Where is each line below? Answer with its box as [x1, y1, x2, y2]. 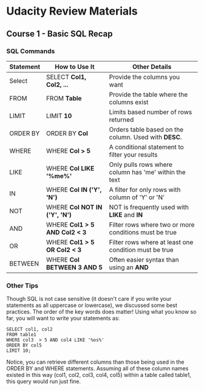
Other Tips [6, 281, 38, 290]
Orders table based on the [109, 125, 184, 133]
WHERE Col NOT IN [46, 203, 103, 211]
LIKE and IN [109, 210, 143, 219]
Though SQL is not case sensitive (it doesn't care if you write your [6, 295, 172, 303]
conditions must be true [109, 228, 177, 236]
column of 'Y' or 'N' [109, 193, 165, 202]
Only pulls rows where [109, 160, 173, 169]
